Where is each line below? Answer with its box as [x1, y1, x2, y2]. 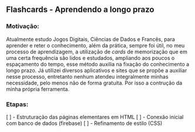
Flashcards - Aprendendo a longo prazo [6, 5, 154, 15]
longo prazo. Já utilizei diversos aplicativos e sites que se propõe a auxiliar [6, 67, 187, 74]
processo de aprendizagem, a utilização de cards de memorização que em [6, 48, 188, 55]
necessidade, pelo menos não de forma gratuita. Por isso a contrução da [6, 79, 183, 86]
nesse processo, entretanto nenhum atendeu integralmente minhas [6, 73, 169, 80]
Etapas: [6, 100, 29, 108]
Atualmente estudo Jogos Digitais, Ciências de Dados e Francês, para [6, 35, 175, 43]
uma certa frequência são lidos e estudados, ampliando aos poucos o [6, 54, 175, 61]
